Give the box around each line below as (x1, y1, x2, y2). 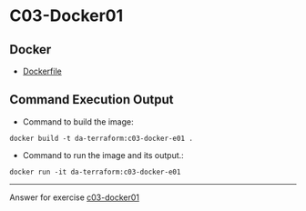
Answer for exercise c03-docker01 (9, 192, 139, 203)
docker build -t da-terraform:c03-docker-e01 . (9, 134, 194, 143)
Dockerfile (22, 65, 62, 76)
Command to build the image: (22, 116, 134, 127)
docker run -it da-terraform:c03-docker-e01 (9, 167, 181, 176)
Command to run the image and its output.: (22, 149, 184, 160)
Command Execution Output (9, 92, 174, 107)
